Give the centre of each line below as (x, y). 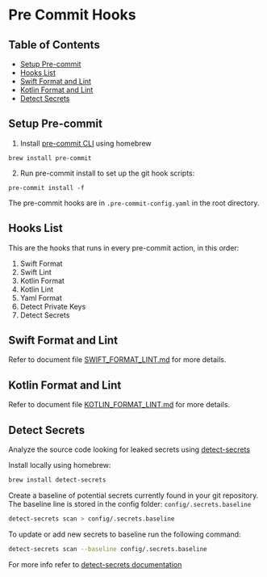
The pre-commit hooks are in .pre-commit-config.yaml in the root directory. (134, 203)
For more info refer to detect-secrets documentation (95, 564)
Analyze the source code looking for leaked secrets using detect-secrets (129, 449)
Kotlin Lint (37, 289)
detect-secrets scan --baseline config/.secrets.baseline (108, 549)
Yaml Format (41, 297)
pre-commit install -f (46, 187)
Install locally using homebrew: (60, 465)
